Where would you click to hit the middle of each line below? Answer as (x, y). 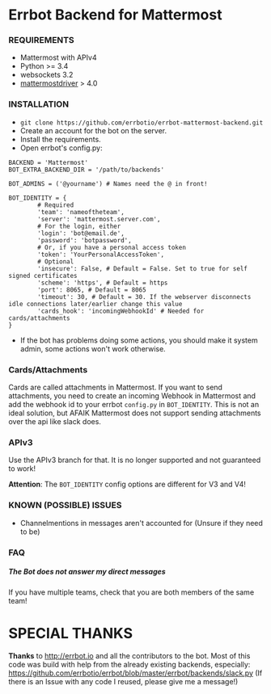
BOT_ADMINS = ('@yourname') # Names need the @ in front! (108, 183)
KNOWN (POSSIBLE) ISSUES (65, 505)
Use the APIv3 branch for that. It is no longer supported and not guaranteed (135, 460)
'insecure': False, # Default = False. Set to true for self (143, 268)
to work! (22, 469)
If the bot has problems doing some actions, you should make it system (139, 340)
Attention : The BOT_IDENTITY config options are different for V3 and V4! (127, 484)
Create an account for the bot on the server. (93, 130)
